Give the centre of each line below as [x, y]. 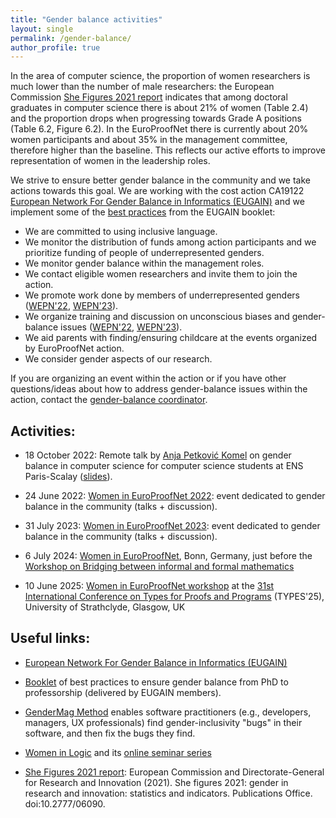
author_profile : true [55, 47]
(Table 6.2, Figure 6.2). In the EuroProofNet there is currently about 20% [159, 129]
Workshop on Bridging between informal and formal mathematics [159, 567]
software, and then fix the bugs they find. [110, 733]
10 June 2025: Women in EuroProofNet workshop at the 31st [149, 586]
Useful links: [50, 638]
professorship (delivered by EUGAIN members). [123, 692]
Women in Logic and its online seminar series [118, 752]
